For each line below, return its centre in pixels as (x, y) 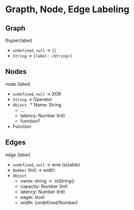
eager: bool (32, 197)
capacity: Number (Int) (44, 186)
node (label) (18, 84)
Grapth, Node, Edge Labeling (68, 9)
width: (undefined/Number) (49, 202)
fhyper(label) (19, 40)
